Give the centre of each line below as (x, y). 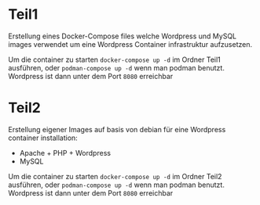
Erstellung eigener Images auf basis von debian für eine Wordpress (117, 129)
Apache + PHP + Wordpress (65, 153)
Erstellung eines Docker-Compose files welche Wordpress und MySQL (123, 36)
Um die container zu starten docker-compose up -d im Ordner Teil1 (115, 59)
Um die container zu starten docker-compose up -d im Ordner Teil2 (115, 176)
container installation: (43, 138)
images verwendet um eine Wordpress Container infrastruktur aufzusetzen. (130, 44)
